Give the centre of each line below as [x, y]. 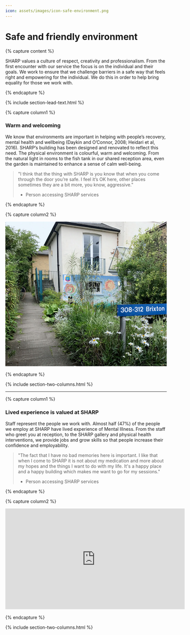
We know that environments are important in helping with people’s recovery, [86, 137]
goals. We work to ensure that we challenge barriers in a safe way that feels [85, 72]
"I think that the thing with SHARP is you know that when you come [89, 173]
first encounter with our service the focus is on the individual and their [79, 66]
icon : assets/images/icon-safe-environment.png [57, 11]
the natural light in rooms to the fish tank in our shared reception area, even [85, 158]
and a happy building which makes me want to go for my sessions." [89, 471]
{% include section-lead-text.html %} [45, 102]
